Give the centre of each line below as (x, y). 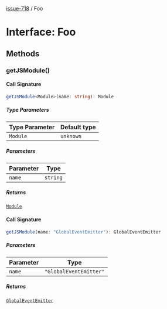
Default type (78, 127)
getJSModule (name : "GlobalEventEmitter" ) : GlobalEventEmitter (83, 232)
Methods (23, 54)
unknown (71, 136)
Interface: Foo (41, 32)
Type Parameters (28, 110)
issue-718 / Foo (25, 8)
